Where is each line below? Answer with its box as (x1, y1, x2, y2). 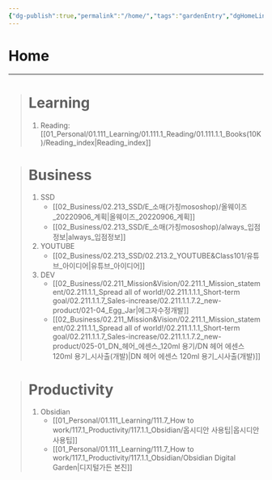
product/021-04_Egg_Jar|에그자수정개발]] (52, 305, 189, 315)
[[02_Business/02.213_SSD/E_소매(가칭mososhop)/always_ (52, 222, 249, 232)
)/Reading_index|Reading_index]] (40, 137, 151, 147)
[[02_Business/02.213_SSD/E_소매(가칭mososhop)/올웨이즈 (52, 202, 248, 212)
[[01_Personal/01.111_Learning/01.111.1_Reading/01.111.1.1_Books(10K (40, 128, 261, 138)
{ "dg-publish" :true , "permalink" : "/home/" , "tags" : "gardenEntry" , (8, 11, 230, 20)
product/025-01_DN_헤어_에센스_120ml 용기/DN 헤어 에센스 (52, 341, 245, 352)
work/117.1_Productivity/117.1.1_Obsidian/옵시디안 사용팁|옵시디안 (52, 425, 260, 435)
